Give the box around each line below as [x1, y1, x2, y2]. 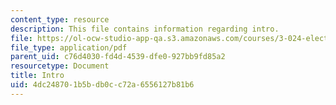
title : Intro [10, 71, 65, 81]
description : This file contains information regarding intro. [10, 24, 280, 34]
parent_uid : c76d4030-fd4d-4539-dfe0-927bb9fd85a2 [10, 52, 226, 62]
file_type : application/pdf [10, 42, 128, 53]
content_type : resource [10, 14, 110, 25]
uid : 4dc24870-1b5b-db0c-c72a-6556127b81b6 [10, 80, 195, 90]
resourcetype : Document [10, 61, 110, 71]
